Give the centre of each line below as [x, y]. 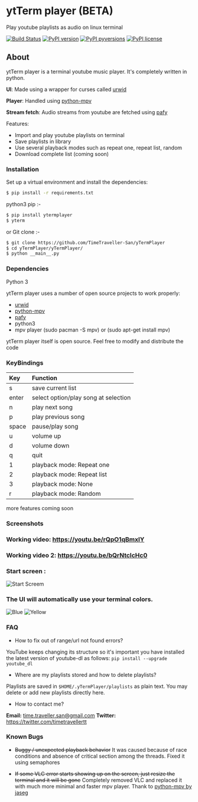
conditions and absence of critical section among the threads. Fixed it [100, 756]
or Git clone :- [23, 232]
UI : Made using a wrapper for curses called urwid [66, 89]
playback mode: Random [66, 493]
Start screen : [26, 571]
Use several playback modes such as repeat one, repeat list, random [98, 147]
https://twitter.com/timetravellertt [46, 722]
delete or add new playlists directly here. [56, 692]
